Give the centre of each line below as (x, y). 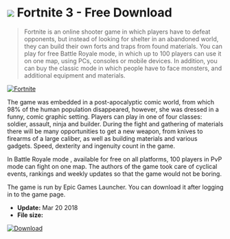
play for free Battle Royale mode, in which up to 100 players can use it (123, 54)
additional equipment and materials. (74, 75)
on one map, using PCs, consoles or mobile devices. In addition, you (120, 60)
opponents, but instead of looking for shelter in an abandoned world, (121, 38)
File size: (30, 215)
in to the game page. (36, 194)
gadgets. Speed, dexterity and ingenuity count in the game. (91, 146)
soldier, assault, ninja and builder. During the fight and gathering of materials (115, 124)
